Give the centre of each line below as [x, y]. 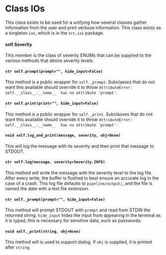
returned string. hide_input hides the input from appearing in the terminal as [83, 215]
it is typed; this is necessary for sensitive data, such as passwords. [74, 221]
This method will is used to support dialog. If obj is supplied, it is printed [79, 242]
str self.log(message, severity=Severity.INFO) [55, 162]
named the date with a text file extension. [47, 189]
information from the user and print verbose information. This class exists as [83, 27]
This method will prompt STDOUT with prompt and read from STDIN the [78, 210]
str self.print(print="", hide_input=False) [52, 103]
